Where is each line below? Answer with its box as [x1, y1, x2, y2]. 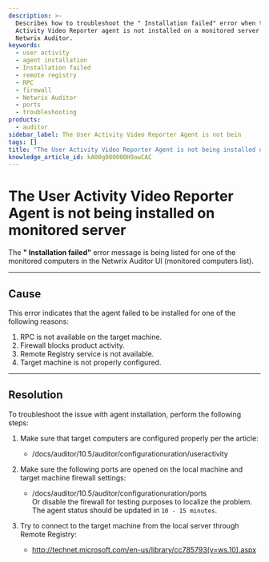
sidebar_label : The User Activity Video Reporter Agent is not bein [8, 130, 242, 138]
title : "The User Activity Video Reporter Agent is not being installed [8, 145, 256, 153]
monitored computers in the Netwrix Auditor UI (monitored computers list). [8, 257, 255, 266]
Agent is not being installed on [8, 205, 215, 222]
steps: [8, 417, 29, 428]
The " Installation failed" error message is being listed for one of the [8, 248, 236, 257]
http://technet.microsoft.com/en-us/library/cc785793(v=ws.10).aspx [31, 544, 257, 554]
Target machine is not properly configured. [19, 357, 162, 367]
